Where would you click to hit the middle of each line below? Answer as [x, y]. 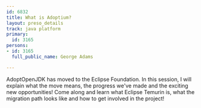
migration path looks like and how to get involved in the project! [85, 98]
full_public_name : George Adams [53, 57]
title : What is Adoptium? [39, 17]
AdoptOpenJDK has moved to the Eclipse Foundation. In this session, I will [99, 79]
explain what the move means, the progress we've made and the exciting [97, 86]
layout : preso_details [35, 23]
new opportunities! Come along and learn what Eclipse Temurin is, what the [100, 92]
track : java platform [34, 29]
